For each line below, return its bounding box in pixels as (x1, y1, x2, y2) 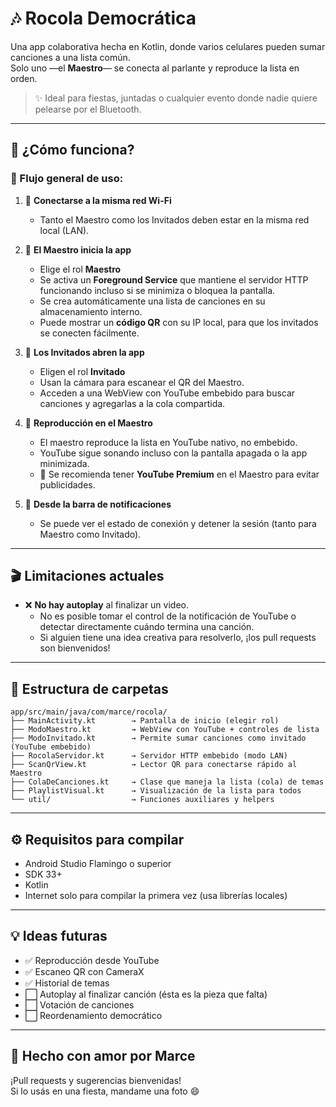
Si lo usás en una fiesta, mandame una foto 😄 (10, 1085, 200, 1097)
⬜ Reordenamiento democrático (24, 1009, 163, 1021)
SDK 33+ (24, 868, 63, 881)
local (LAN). (39, 224, 90, 236)
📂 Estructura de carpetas (10, 680, 169, 697)
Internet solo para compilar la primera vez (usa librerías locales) (24, 890, 288, 902)
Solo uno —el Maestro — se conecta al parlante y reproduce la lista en (10, 62, 300, 74)
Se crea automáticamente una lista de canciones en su (39, 295, 266, 307)
